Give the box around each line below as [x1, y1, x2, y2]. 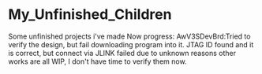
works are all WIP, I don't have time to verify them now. [8, 57, 187, 66]
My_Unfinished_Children [8, 6, 172, 24]
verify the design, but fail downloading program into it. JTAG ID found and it [8, 39, 254, 49]
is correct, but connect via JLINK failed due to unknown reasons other [8, 48, 237, 57]
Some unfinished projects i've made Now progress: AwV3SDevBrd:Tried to [8, 31, 251, 41]
